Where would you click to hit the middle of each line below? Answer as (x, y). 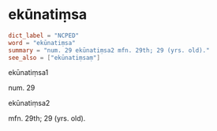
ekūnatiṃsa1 (28, 73)
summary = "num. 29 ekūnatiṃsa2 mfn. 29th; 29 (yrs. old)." (109, 50)
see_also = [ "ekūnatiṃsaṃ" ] (54, 58)
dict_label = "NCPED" (44, 36)
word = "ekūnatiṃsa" (42, 43)
